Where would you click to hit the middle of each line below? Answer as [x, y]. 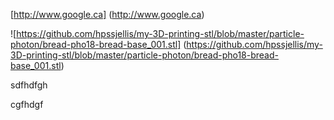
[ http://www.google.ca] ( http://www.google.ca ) [107, 14]
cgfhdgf [27, 104]
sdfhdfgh [29, 85]
